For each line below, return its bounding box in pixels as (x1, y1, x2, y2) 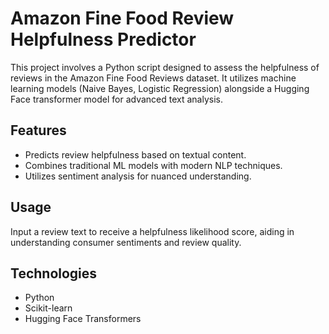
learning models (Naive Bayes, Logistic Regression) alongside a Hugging (10, 82, 310, 94)
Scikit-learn (24, 302, 73, 314)
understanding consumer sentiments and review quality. (10, 236, 242, 248)
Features (10, 122, 67, 139)
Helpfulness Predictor (10, 28, 197, 51)
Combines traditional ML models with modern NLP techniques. (24, 159, 283, 171)
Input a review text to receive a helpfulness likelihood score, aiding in (10, 225, 295, 237)
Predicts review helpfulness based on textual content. (24, 148, 247, 161)
